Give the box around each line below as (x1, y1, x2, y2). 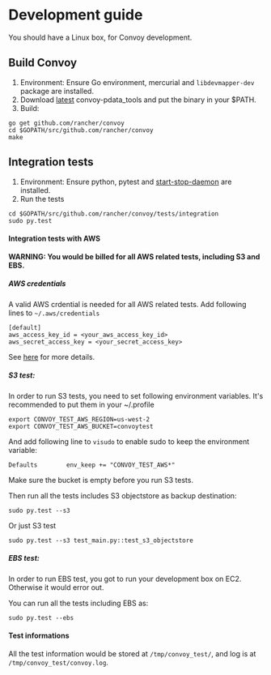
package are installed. (19, 86, 95, 96)
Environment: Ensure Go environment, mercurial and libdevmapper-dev (19, 77, 255, 87)
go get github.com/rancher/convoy (8, 119, 125, 127)
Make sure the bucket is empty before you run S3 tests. (8, 475, 194, 485)
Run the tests (19, 194, 65, 203)
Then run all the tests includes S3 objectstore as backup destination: (8, 490, 237, 500)
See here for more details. (8, 352, 95, 361)
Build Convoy (8, 56, 78, 70)
